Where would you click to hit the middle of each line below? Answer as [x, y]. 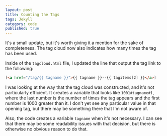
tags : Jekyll [19, 19]
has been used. [21, 54]
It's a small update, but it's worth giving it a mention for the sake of [74, 43]
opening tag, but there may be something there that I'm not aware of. [77, 109]
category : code [21, 24]
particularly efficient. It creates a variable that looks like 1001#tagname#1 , [80, 93]
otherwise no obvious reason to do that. [47, 129]
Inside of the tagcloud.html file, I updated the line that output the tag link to [83, 63]
